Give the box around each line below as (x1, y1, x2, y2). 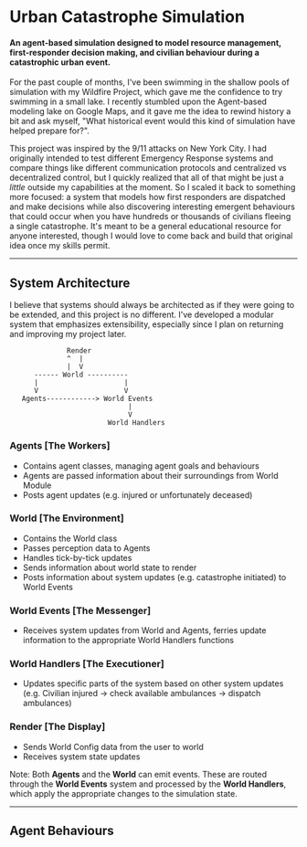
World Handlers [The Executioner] (9, 658, 164, 671)
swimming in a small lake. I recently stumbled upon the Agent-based (9, 96, 268, 107)
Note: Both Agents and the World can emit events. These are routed (9, 768, 268, 779)
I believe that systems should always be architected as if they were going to (9, 300, 295, 311)
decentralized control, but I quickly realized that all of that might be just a (9, 172, 285, 184)
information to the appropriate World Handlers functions (22, 635, 235, 646)
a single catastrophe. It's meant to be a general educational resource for (9, 221, 281, 232)
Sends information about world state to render (22, 562, 197, 573)
